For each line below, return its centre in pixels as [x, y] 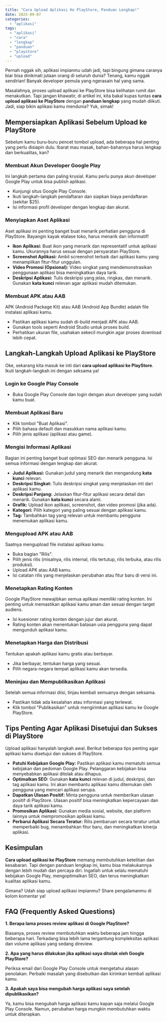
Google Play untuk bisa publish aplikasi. [46, 182]
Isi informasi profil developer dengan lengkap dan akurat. [71, 207]
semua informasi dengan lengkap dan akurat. [52, 463]
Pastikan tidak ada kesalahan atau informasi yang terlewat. [73, 702]
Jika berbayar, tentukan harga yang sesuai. [57, 663]
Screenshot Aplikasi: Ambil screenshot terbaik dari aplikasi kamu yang [85, 256]
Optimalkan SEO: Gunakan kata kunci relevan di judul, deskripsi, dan [84, 779]
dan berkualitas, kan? [27, 153]
